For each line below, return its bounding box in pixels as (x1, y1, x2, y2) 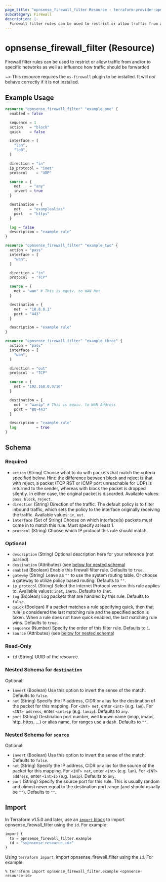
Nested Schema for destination (5, 666, 83, 673)
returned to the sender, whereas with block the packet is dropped (12, 485, 146, 491)
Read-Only (5, 642, 32, 649)
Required (5, 458, 28, 465)
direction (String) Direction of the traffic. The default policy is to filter (12, 501, 155, 507)
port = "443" (14, 311, 41, 316)
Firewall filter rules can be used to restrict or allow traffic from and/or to (5, 59, 151, 65)
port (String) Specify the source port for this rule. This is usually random (12, 778, 160, 784)
